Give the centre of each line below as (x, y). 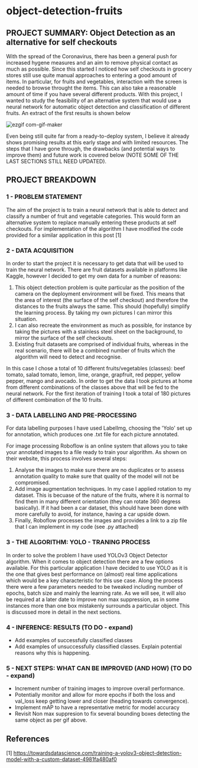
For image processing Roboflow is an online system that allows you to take (97, 446)
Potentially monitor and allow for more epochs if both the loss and (95, 695)
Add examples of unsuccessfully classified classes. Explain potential (98, 646)
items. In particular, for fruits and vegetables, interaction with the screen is (97, 82)
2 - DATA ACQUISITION (40, 250)
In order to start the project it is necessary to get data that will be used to (95, 263)
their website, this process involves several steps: (66, 459)
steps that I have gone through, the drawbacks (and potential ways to (91, 149)
